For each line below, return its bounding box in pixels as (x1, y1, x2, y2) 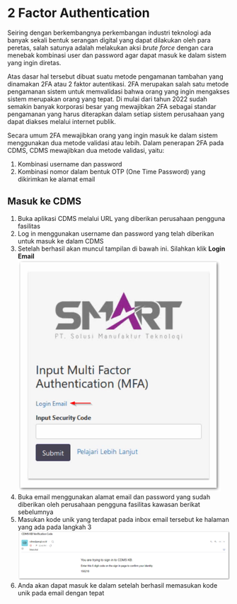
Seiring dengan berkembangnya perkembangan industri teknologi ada (7, 28, 212, 37)
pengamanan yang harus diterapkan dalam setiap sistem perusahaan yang (7, 110, 225, 118)
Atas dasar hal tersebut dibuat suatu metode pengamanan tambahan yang (7, 72, 224, 81)
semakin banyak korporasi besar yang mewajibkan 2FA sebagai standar (7, 102, 217, 110)
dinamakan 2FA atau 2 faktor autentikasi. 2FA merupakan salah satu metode (7, 79, 229, 88)
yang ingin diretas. (7, 58, 62, 67)
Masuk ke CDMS (7, 195, 81, 207)
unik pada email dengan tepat (17, 589, 105, 598)
